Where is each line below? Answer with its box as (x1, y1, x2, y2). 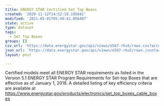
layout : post (5, 52, 32, 57)
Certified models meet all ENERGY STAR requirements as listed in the (5, 70, 144, 76)
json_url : (5, 48, 25, 53)
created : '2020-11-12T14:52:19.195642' (5, 12, 86, 17)
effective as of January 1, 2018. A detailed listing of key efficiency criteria (5, 80, 152, 86)
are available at (5, 86, 36, 91)
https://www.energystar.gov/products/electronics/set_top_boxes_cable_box (5, 90, 157, 96)
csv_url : (5, 43, 23, 48)
